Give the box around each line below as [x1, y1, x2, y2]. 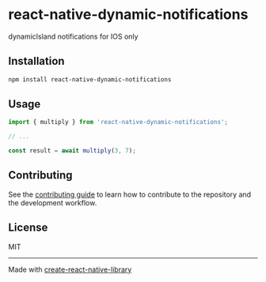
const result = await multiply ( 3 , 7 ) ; [8, 147, 136, 155]
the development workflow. [8, 197, 97, 207]
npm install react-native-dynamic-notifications [8, 75, 172, 84]
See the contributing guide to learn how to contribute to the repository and [8, 190, 252, 199]
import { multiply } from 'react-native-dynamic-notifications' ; [8, 118, 228, 126]
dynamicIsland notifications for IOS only [8, 32, 139, 41]
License [8, 221, 48, 235]
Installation [8, 55, 65, 68]
